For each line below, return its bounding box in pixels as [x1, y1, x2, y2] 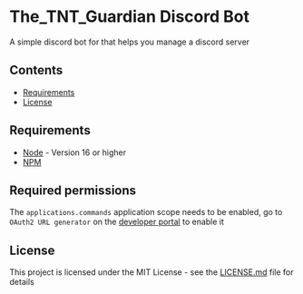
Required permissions [9, 182, 137, 198]
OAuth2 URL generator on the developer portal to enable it [9, 216, 225, 228]
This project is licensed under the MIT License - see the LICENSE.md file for [9, 267, 294, 278]
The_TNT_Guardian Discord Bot [9, 6, 249, 27]
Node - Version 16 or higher [22, 147, 127, 158]
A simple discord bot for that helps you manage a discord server [9, 36, 250, 47]
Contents [9, 63, 64, 78]
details [9, 277, 34, 288]
